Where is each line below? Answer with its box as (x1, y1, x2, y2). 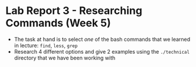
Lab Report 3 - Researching (5, 4, 143, 17)
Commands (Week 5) (5, 16, 112, 30)
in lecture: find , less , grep (14, 42, 78, 49)
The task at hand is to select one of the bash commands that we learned (14, 36, 191, 43)
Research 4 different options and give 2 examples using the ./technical (14, 48, 190, 55)
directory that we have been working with (14, 54, 116, 61)
